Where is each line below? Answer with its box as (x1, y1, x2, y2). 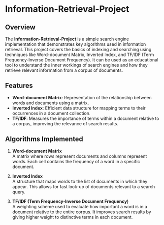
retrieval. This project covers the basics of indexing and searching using (5, 47, 152, 52)
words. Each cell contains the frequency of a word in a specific (12, 158, 140, 164)
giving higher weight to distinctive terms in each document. (12, 214, 133, 220)
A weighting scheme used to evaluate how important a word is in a (12, 203, 148, 209)
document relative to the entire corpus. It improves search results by (12, 209, 151, 215)
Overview (5, 23, 36, 31)
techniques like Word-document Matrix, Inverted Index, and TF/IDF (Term (5, 52, 154, 57)
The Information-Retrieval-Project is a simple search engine (5, 36, 129, 42)
